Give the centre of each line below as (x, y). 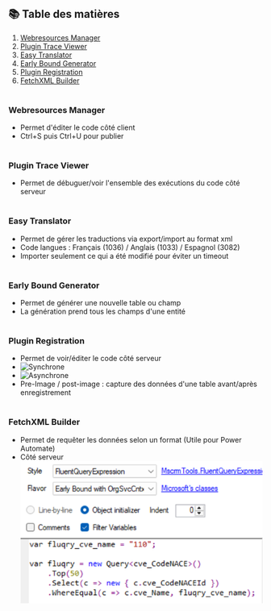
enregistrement (45, 393)
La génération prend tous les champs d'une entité (103, 311)
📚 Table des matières (64, 14)
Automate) (38, 448)
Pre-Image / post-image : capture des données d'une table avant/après (139, 384)
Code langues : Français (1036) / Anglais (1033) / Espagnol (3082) (130, 247)
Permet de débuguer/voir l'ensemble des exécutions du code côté (130, 183)
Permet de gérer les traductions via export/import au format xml (126, 239)
